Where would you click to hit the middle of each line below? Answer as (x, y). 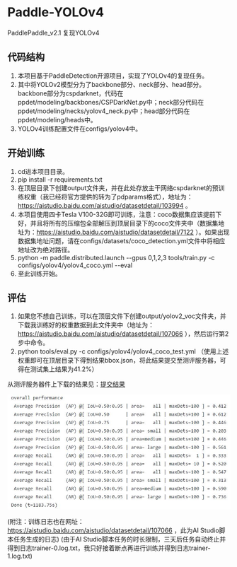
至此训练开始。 (39, 274)
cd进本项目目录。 (43, 171)
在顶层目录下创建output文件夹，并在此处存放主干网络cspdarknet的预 (118, 187)
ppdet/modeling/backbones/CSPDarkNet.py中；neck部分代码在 (111, 102)
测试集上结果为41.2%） (64, 369)
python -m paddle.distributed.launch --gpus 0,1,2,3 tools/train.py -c (116, 257)
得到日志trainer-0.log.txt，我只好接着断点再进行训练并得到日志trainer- (109, 548)
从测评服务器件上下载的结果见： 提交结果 (66, 384)
